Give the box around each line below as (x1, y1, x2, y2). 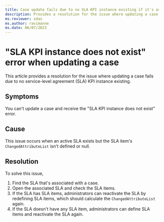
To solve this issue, (5, 170, 44, 176)
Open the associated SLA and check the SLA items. (12, 185, 116, 191)
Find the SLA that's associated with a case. (12, 180, 99, 186)
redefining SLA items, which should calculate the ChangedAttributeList (12, 196, 156, 201)
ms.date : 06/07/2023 (5, 25, 47, 30)
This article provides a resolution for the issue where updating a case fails (5, 73, 154, 79)
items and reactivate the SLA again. (12, 211, 84, 217)
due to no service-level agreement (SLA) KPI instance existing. (5, 78, 131, 84)
